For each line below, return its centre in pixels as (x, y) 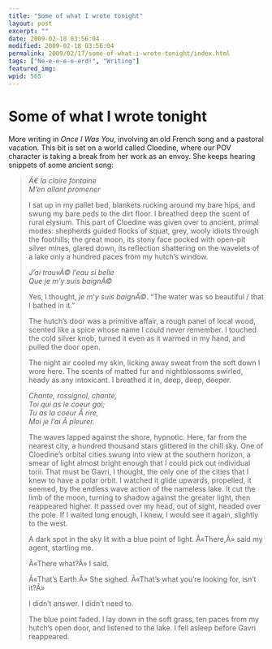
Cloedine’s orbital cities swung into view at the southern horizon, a (139, 454)
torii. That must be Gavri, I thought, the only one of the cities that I (138, 471)
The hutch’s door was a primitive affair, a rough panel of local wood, (142, 320)
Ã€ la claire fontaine (63, 180)
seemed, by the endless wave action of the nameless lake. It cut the (142, 488)
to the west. (48, 523)
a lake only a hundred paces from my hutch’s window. (118, 256)
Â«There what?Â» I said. (69, 563)
